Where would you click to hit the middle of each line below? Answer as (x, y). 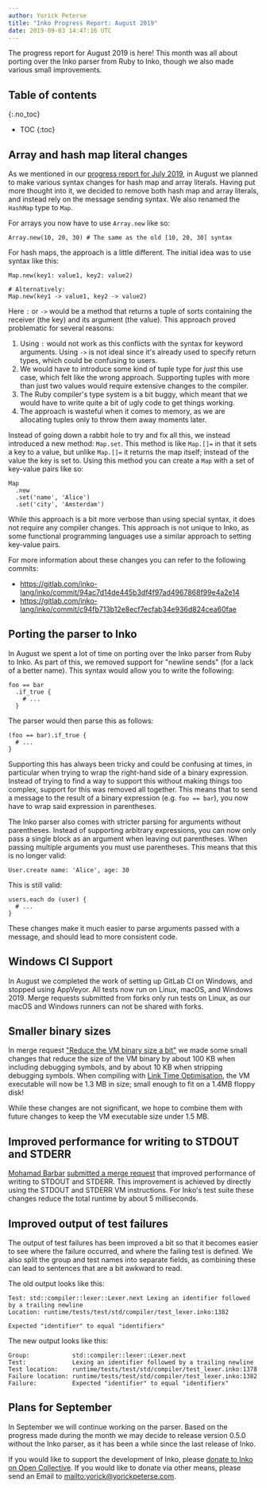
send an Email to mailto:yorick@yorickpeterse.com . (92, 1476)
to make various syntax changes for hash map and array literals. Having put (132, 182)
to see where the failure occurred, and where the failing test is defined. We (131, 1252)
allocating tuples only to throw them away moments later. (113, 420)
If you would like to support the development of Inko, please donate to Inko (131, 1459)
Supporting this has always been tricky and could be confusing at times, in (130, 764)
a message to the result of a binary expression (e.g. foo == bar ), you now (128, 798)
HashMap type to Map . (40, 207)
